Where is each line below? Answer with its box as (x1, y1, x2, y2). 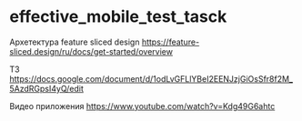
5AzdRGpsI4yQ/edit (9, 83, 85, 94)
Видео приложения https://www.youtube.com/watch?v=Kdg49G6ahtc (9, 100, 276, 111)
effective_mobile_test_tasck (9, 6, 227, 27)
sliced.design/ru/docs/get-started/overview (9, 45, 173, 56)
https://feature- (141, 36, 200, 47)
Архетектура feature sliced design (9, 36, 140, 47)
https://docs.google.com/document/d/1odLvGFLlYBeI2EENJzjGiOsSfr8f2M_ (9, 73, 294, 84)
